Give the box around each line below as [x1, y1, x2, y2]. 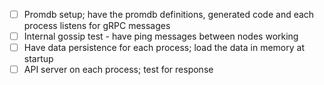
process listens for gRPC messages [23, 20, 171, 32]
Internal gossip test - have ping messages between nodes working [23, 30, 299, 43]
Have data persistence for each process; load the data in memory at [23, 42, 305, 54]
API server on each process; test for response [23, 64, 214, 76]
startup [23, 53, 54, 65]
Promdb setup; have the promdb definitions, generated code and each [23, 9, 315, 20]
